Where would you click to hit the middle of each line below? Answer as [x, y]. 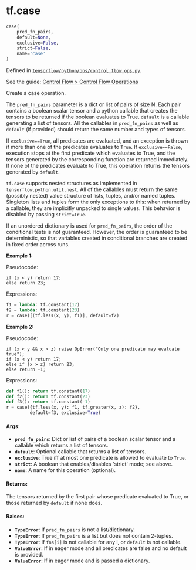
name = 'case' [31, 54]
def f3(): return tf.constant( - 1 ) [48, 402]
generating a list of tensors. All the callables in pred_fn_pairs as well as [92, 123]
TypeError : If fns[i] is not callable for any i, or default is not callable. [98, 542]
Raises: [15, 517]
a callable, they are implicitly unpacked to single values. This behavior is [93, 208]
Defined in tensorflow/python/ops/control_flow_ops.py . [74, 70]
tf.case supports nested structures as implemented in [72, 184]
